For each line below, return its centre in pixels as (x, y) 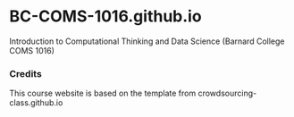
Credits (25, 73)
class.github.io (36, 103)
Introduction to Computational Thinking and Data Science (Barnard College (147, 41)
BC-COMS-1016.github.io (106, 17)
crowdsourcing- (227, 93)
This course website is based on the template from (103, 93)
